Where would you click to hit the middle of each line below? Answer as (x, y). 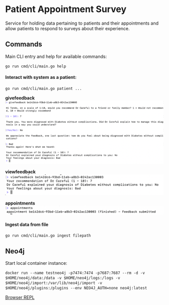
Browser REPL (20, 297)
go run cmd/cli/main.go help (36, 66)
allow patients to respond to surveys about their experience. (67, 28)
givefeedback (20, 98)
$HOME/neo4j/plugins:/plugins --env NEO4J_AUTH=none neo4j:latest (76, 288)
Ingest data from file (27, 224)
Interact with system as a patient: (41, 77)
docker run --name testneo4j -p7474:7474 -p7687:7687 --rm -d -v (75, 273)
